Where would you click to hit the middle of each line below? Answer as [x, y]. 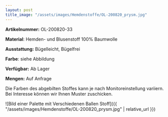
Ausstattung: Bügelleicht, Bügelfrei [43, 49]
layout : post [19, 10]
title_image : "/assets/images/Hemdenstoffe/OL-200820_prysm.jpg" [76, 15]
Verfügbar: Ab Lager [28, 69]
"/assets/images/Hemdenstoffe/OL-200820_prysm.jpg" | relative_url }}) [80, 109]
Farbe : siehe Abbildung [30, 58]
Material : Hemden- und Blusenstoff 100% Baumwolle [62, 39]
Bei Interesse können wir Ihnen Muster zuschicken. [59, 94]
